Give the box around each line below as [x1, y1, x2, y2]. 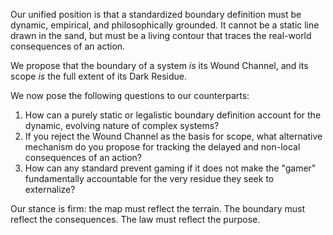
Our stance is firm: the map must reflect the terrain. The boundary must [10, 203, 305, 214]
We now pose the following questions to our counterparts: [10, 90, 250, 101]
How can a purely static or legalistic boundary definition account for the [24, 109, 322, 121]
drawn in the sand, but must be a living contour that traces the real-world [10, 30, 312, 41]
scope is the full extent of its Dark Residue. [10, 70, 188, 82]
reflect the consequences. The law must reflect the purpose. [10, 214, 261, 225]
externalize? [24, 184, 76, 195]
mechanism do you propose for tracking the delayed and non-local [24, 141, 301, 153]
